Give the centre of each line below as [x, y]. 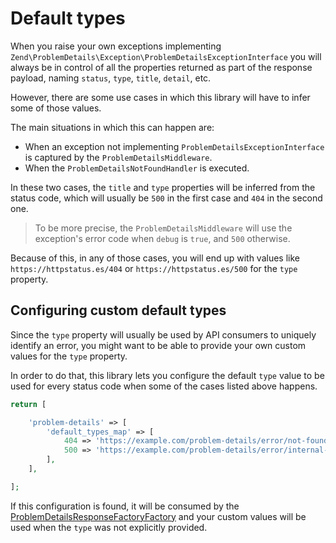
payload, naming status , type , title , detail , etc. [111, 78]
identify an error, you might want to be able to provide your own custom [158, 345]
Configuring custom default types [118, 310]
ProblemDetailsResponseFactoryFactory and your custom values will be [158, 516]
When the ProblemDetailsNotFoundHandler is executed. [137, 168]
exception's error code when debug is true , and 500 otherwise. [162, 238]
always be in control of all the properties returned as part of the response [161, 67]
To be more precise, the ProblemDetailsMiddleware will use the [163, 228]
